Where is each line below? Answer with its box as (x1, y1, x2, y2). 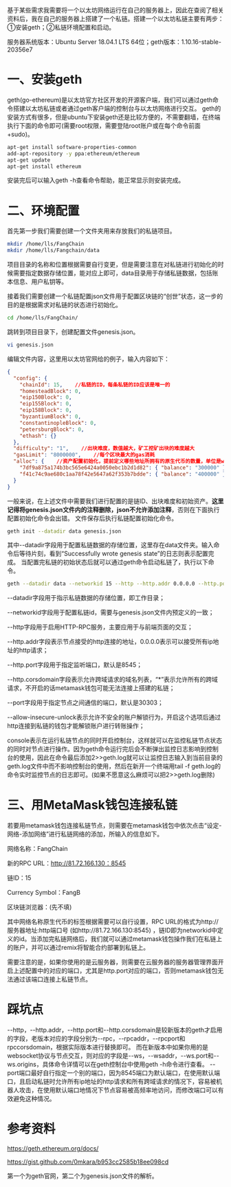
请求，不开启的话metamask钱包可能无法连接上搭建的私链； (7, 684, 175, 692)
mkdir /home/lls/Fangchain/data (7, 247, 100, 254)
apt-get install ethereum (7, 163, 81, 170)
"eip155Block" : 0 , (19, 401, 72, 408)
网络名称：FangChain (7, 845, 68, 853)
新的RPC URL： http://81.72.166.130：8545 (7, 859, 126, 867)
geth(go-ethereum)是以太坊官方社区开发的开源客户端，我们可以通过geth (7, 96, 213, 104)
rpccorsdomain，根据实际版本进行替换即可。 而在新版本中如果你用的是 (7, 1043, 208, 1052)
